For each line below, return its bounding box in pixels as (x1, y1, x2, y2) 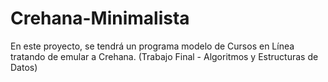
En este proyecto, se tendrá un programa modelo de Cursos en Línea (10, 40, 295, 52)
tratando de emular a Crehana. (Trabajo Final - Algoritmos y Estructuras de (10, 50, 319, 62)
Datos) (10, 61, 38, 73)
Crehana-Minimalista (10, 7, 190, 30)
